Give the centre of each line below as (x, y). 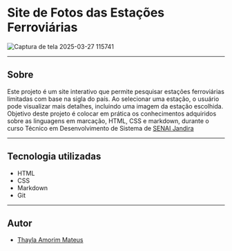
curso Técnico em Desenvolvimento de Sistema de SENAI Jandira (101, 128)
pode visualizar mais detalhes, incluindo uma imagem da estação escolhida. (115, 106)
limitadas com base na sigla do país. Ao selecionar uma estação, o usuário (113, 99)
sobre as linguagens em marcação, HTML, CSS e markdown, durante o (108, 121)
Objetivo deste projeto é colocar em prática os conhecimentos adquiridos (112, 113)
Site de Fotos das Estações (86, 13)
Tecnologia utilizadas (54, 157)
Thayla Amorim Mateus (50, 240)
